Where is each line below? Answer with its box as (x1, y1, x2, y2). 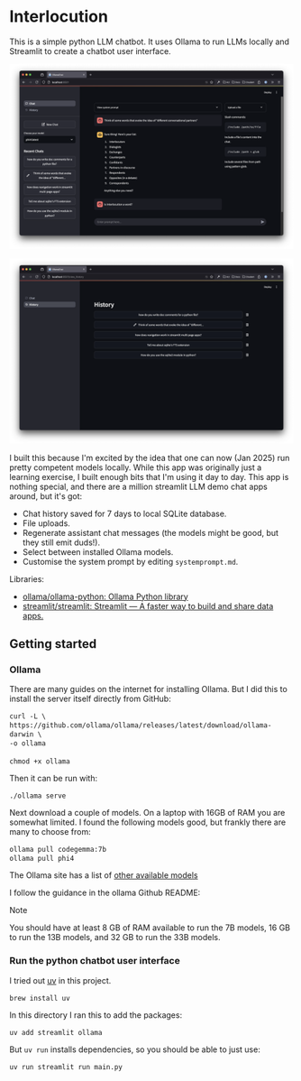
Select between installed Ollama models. (22, 546, 174, 557)
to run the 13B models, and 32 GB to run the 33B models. (9, 932, 221, 943)
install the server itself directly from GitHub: (9, 693, 171, 705)
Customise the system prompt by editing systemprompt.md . (22, 556, 239, 567)
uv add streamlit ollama (9, 1028, 103, 1037)
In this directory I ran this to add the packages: (9, 1009, 183, 1021)
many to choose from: (9, 827, 92, 837)
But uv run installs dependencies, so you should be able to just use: (9, 1044, 261, 1055)
